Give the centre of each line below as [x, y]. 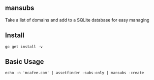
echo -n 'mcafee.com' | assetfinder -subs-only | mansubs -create [75, 73]
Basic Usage [25, 62]
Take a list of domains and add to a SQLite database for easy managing [77, 20]
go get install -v [24, 47]
